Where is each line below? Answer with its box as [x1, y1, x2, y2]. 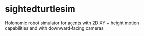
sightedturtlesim [5, 3, 76, 15]
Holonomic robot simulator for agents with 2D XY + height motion [5, 20, 139, 26]
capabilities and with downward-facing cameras [5, 25, 104, 31]
